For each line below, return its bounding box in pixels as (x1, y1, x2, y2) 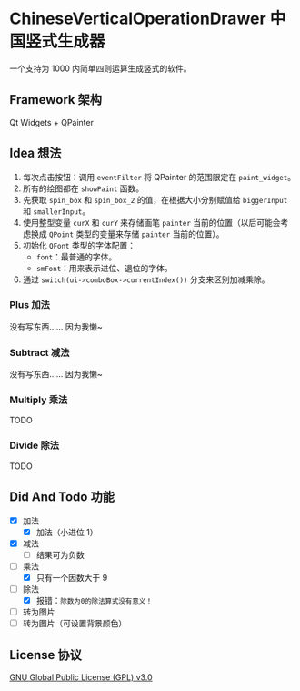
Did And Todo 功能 (9, 489, 115, 505)
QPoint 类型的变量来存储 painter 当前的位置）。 (48, 229, 225, 239)
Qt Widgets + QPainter (9, 117, 94, 127)
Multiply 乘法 (9, 393, 68, 406)
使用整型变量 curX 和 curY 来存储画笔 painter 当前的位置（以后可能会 (22, 217, 281, 228)
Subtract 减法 (9, 346, 70, 359)
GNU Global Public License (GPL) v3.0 (9, 672, 153, 683)
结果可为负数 (35, 549, 85, 560)
